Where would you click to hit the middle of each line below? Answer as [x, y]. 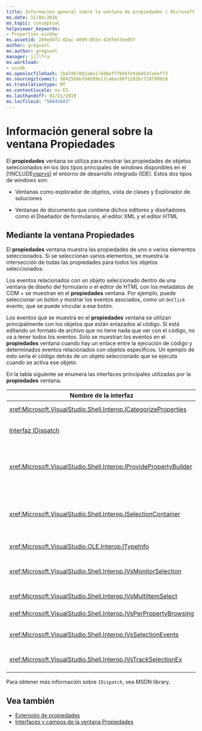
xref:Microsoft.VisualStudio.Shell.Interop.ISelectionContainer [95, 514]
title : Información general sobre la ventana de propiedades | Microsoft [101, 12]
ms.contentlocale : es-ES [37, 90]
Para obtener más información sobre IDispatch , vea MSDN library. [88, 682]
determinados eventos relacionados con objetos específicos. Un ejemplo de [100, 350]
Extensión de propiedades [47, 715]
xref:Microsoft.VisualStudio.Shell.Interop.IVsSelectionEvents [94, 635]
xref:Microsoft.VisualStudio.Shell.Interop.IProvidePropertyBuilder [101, 466]
